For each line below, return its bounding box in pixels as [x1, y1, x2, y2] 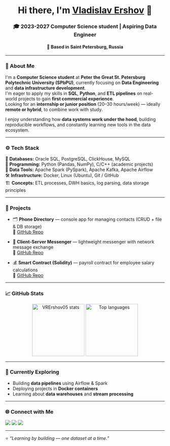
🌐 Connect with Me [5, 408, 54, 415]
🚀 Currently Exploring [5, 369, 60, 376]
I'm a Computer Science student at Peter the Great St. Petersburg [5, 74, 146, 80]
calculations [12, 267, 38, 273]
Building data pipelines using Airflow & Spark [12, 380, 108, 386]
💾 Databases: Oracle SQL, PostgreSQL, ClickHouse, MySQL [5, 155, 131, 161]
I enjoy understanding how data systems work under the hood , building [5, 116, 156, 122]
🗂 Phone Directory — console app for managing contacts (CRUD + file [12, 216, 162, 222]
